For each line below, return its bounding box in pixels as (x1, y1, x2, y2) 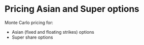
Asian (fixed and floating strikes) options (11, 29, 95, 35)
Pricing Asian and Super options (4, 3, 140, 15)
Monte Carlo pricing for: (4, 20, 54, 25)
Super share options (11, 34, 53, 40)
